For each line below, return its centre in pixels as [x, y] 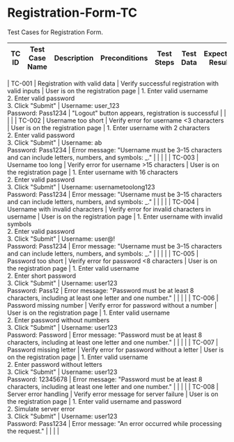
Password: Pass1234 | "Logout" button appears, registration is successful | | [117, 113]
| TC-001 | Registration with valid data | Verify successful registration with [113, 83]
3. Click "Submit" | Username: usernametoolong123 [81, 187]
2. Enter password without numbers [58, 320]
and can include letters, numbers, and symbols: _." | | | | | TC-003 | [103, 157]
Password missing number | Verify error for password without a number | [112, 305]
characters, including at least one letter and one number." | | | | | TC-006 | [113, 298]
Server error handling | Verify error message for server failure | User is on [113, 394]
